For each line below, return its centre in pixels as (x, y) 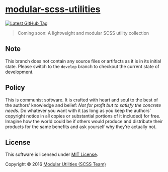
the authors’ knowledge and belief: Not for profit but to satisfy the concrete (83, 105)
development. (19, 72)
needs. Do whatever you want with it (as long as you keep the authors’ (78, 110)
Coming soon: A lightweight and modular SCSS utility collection (83, 33)
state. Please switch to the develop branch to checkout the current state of (82, 66)
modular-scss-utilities (53, 9)
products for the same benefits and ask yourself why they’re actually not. (81, 127)
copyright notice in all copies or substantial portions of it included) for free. (83, 116)
